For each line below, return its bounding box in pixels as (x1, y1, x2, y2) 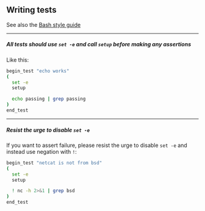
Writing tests (6, 5, 57, 15)
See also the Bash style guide (6, 21, 81, 28)
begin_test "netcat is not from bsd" (6, 160, 103, 166)
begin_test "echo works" (6, 68, 70, 74)
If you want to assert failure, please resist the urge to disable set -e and (6, 141, 187, 149)
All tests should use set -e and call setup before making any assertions (6, 41, 191, 48)
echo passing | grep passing (12, 96, 86, 102)
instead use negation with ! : (6, 148, 77, 155)
